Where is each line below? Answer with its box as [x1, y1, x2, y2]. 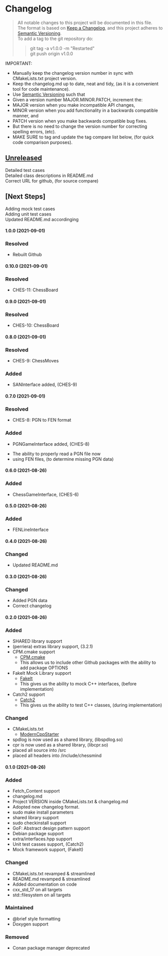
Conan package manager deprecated [12, 945, 90, 951]
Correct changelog [12, 603, 52, 609]
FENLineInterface [12, 527, 49, 533]
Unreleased [5, 154, 43, 162]
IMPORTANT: [5, 60, 33, 66]
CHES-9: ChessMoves [12, 358, 59, 364]
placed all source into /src [12, 747, 66, 753]
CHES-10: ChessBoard [12, 322, 59, 328]
